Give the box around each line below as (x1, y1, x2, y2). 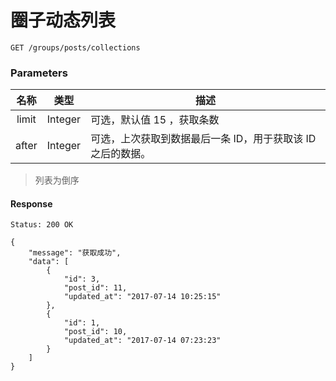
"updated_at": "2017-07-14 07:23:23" (63, 336, 222, 346)
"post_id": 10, (63, 327, 128, 337)
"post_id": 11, (63, 283, 128, 293)
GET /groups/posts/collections (10, 42, 141, 53)
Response (10, 197, 53, 210)
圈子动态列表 (10, 9, 117, 32)
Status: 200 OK (10, 220, 74, 230)
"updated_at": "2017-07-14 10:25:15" (63, 292, 222, 302)
